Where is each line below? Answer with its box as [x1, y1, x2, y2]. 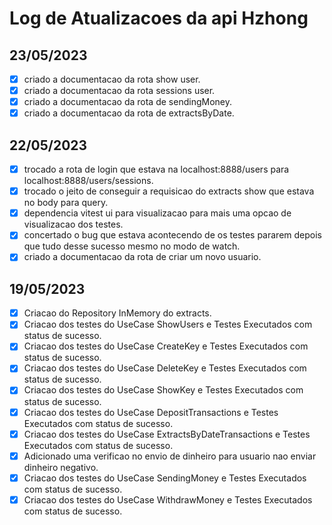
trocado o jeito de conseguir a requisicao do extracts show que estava [23, 185, 315, 197]
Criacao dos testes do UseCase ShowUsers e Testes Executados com [23, 318, 313, 331]
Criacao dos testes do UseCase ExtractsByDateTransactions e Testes [23, 428, 311, 440]
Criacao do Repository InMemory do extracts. [23, 307, 212, 319]
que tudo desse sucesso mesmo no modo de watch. [23, 240, 241, 252]
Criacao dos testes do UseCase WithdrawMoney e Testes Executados [23, 493, 313, 506]
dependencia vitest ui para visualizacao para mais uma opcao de [23, 207, 292, 219]
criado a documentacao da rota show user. [23, 73, 201, 85]
